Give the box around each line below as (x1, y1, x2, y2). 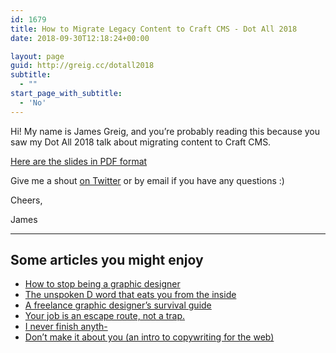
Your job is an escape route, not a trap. (24, 310, 185, 322)
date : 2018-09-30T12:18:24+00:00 (10, 33, 150, 43)
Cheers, (10, 194, 43, 206)
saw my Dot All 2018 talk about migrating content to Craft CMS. (10, 136, 272, 148)
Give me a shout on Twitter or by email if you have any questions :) (10, 174, 285, 186)
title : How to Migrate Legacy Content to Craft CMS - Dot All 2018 (10, 24, 298, 34)
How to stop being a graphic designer (24, 278, 181, 290)
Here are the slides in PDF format (10, 155, 148, 167)
